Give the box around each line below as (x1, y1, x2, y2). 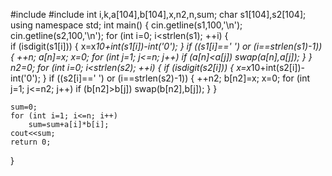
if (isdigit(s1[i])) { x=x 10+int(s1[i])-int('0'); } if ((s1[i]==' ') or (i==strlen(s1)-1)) (10, 40, 323, 52)
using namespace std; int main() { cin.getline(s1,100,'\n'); (10, 19, 243, 31)
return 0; (10, 137, 52, 147)
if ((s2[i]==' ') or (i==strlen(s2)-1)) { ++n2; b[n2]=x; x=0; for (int (48, 72, 310, 84)
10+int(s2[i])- (250, 62, 305, 73)
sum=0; (10, 102, 38, 112)
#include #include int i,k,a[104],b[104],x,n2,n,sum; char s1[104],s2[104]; (10, 9, 307, 20)
